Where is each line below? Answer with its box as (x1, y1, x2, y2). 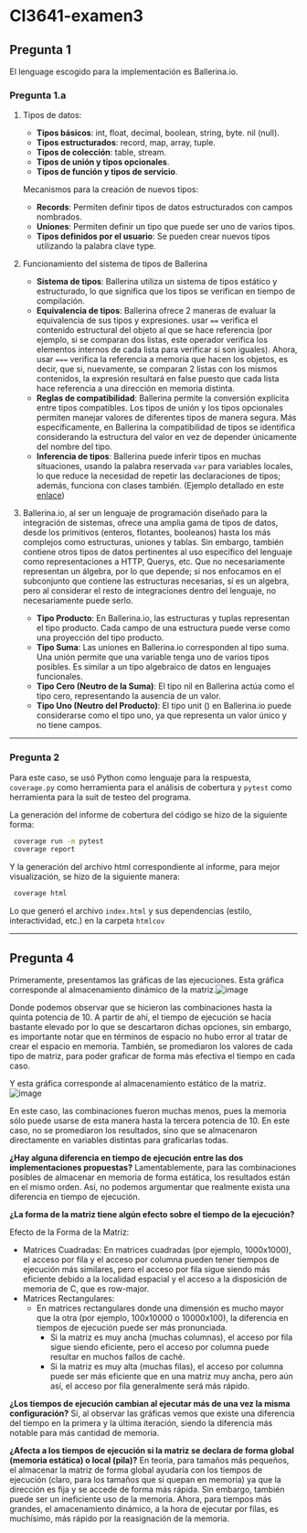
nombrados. (36, 211, 82, 222)
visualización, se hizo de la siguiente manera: (9, 871, 180, 883)
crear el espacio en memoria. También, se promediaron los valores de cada (9, 1041, 293, 1052)
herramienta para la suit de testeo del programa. (9, 791, 192, 802)
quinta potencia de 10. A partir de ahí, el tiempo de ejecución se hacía (9, 1012, 272, 1023)
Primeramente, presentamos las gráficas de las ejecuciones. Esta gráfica (9, 975, 285, 986)
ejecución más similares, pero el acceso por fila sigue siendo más (22, 1264, 271, 1275)
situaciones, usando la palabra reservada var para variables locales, (36, 461, 293, 472)
